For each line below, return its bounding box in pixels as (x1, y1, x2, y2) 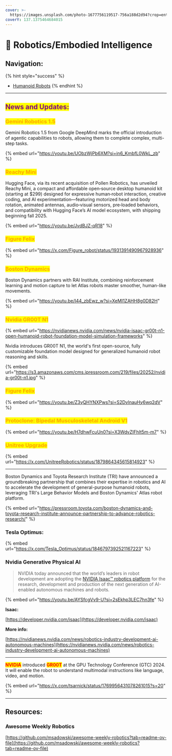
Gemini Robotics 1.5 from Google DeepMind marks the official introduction (5, 129, 162, 136)
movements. (5, 288, 32, 294)
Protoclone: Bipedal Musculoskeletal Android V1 (5, 417, 128, 424)
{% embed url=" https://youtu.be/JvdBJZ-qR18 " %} (5, 223, 113, 229)
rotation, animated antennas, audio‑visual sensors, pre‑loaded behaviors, (5, 202, 160, 208)
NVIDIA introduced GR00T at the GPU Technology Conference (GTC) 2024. (5, 661, 165, 668)
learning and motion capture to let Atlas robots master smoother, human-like (5, 282, 166, 288)
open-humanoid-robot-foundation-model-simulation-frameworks (5, 333, 143, 339)
